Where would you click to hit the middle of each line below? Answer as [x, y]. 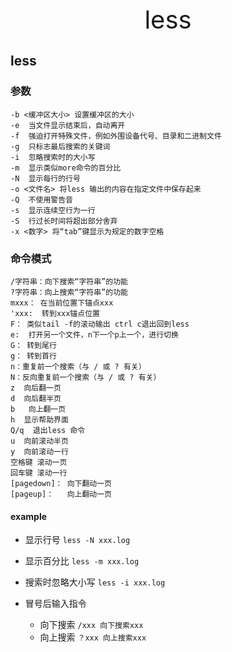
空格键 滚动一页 [39, 462]
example [29, 516]
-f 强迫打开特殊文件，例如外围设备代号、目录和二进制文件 [116, 136]
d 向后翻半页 [36, 398]
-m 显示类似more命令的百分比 [66, 168]
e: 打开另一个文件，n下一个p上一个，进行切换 [94, 334]
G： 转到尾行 [33, 345]
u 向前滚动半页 [39, 441]
